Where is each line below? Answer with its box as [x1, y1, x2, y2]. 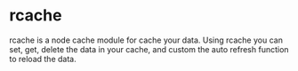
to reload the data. [9, 53, 77, 64]
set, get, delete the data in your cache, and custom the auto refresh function [9, 43, 289, 54]
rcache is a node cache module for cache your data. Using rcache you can [9, 35, 283, 45]
